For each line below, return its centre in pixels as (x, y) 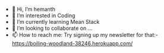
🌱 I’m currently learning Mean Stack (56, 22)
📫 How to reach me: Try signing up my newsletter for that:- (85, 35)
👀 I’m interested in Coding (43, 15)
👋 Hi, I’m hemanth (33, 9)
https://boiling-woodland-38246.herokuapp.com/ (72, 43)
